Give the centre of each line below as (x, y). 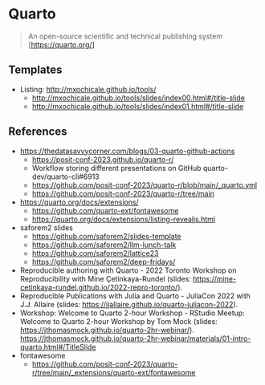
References (38, 132)
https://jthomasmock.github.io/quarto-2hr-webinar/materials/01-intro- (135, 338)
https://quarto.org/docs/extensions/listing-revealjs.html (124, 219)
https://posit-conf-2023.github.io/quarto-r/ (103, 159)
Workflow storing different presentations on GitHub (117, 168)
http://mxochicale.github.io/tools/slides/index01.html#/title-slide (138, 106)
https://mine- (214, 278)
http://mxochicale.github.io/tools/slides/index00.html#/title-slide (138, 98)
